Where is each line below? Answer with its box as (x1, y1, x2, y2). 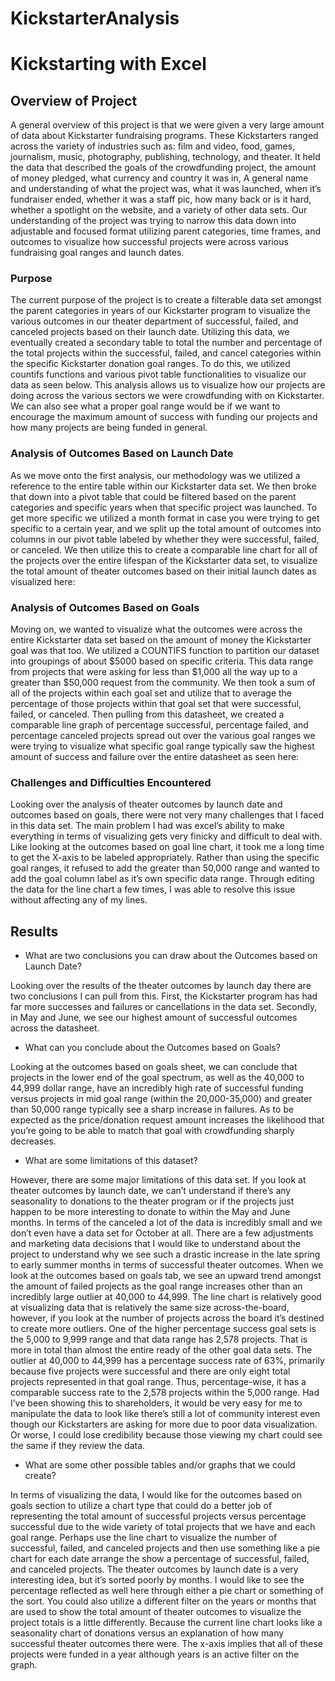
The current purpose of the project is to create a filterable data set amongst (10, 294, 322, 306)
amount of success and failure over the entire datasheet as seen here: (10, 751, 300, 763)
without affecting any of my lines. (10, 894, 148, 906)
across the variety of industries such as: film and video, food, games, (10, 140, 296, 152)
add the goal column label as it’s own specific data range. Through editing (10, 873, 315, 885)
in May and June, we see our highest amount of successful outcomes (10, 1012, 298, 1024)
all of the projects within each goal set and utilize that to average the (10, 687, 292, 699)
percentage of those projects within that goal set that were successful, (10, 698, 302, 710)
